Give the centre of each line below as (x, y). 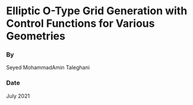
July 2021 (18, 96)
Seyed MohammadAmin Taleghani (48, 68)
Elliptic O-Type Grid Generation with (97, 11)
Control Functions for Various (80, 23)
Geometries (36, 36)
